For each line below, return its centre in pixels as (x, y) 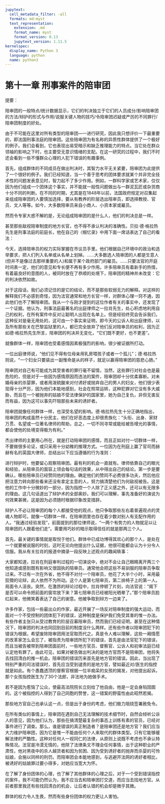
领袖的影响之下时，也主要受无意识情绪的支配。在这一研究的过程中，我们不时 (82, 152)
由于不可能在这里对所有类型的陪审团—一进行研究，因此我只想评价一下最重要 (82, 134)
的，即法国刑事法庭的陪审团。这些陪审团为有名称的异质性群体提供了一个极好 (82, 139)
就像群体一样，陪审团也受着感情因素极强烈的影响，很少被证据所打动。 (76, 343)
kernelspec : (17, 46)
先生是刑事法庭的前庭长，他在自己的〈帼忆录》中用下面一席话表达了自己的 (80, 232)
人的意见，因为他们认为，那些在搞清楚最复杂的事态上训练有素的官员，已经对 (82, 721)
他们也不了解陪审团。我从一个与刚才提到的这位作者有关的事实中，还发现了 (84, 302)
